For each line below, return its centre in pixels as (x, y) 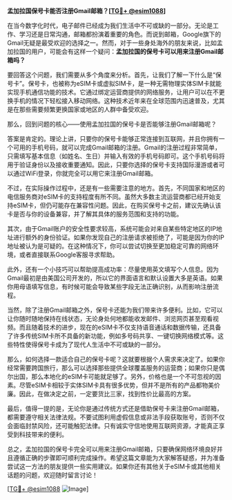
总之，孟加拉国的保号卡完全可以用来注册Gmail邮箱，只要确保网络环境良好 (112, 449)
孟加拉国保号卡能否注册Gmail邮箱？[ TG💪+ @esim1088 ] (87, 11)
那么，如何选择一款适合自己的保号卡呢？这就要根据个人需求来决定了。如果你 (116, 359)
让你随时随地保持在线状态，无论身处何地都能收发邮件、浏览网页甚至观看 (110, 318)
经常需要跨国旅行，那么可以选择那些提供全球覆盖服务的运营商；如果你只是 (113, 368)
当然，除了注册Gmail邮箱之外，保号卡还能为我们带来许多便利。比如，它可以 (115, 310)
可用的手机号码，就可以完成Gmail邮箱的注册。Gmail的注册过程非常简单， (117, 147)
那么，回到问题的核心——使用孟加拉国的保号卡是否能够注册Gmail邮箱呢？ (112, 124)
